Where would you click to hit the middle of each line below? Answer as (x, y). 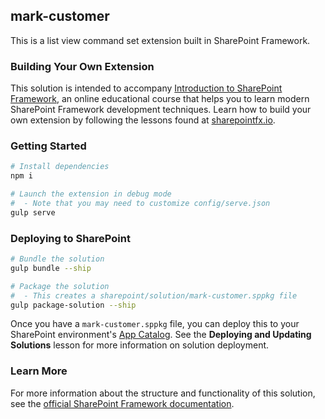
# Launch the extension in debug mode (91, 194)
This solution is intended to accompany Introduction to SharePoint (146, 88)
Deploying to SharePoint (70, 238)
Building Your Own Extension (82, 66)
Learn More (39, 371)
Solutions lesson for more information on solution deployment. (140, 345)
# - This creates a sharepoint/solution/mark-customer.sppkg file (154, 295)
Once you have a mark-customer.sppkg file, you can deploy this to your (155, 324)
